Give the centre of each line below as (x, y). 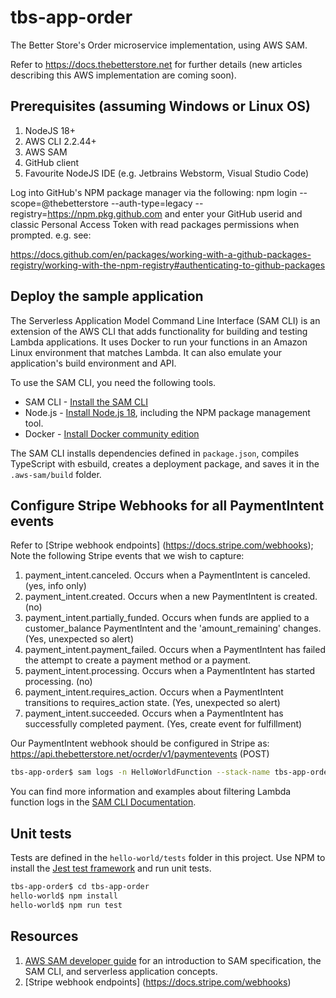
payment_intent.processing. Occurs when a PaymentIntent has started (170, 671)
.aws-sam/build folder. (56, 474)
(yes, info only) (55, 586)
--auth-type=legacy (151, 203)
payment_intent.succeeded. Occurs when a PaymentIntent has (154, 713)
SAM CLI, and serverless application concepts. (121, 971)
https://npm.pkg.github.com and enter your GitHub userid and (175, 213)
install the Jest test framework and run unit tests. (111, 868)
